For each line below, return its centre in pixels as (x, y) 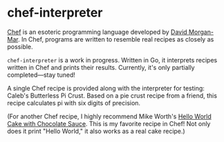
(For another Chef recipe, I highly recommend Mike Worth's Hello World (110, 116)
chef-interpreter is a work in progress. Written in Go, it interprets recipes (112, 60)
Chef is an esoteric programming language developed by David (97, 32)
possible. (20, 46)
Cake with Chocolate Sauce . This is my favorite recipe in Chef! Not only (109, 123)
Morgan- (202, 32)
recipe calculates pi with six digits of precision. (74, 103)
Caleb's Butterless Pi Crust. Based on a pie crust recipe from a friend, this (112, 96)
